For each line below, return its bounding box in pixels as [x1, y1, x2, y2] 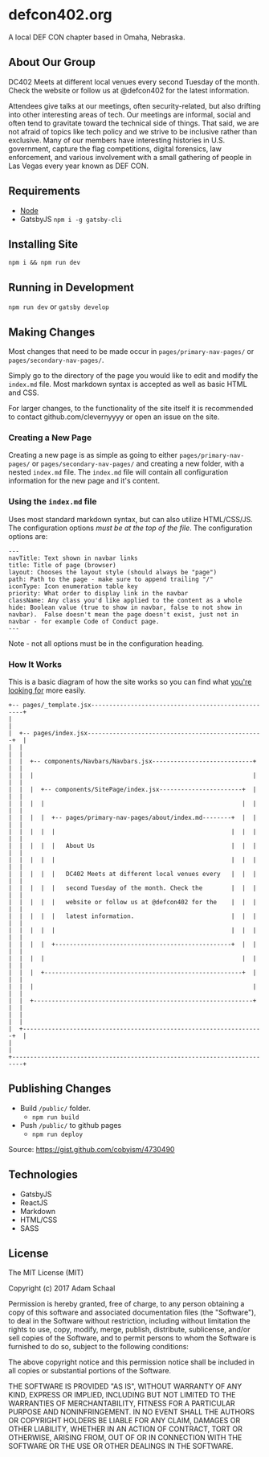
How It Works [8, 658, 63, 669]
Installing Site [8, 237, 79, 251]
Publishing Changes [8, 1082, 112, 1096]
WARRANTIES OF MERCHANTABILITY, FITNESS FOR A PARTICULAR [8, 1398, 235, 1409]
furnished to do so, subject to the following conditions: [8, 1342, 189, 1352]
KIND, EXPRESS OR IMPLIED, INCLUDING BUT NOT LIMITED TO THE [8, 1390, 236, 1400]
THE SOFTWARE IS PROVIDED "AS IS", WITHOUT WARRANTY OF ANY [8, 1381, 243, 1391]
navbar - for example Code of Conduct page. [8, 617, 160, 625]
